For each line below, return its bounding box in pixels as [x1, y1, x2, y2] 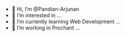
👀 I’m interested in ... [11, 12, 62, 19]
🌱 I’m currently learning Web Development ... [11, 18, 121, 25]
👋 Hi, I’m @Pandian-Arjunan [11, 6, 79, 12]
